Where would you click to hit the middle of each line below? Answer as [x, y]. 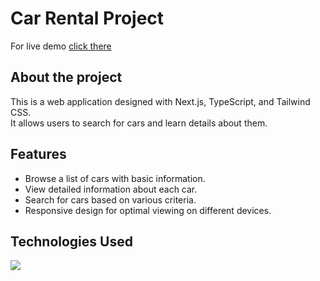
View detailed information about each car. [111, 189]
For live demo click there [61, 46]
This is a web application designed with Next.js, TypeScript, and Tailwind [160, 101]
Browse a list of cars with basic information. [115, 178]
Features [38, 154]
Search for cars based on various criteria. [110, 199]
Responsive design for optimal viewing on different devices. [148, 210]
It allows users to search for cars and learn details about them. [139, 123]
